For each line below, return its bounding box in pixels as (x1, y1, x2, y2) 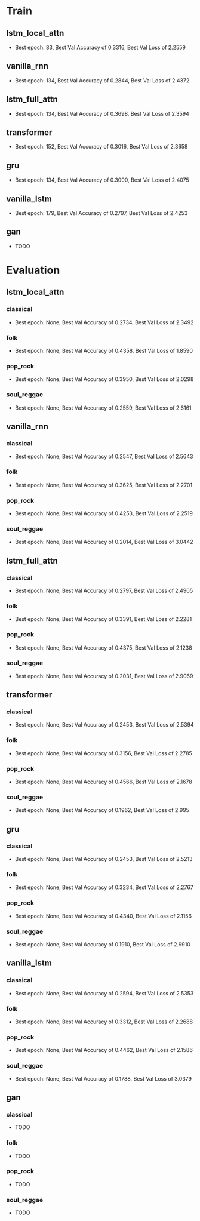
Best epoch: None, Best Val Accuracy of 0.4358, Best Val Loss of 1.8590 (14, 347, 193, 355)
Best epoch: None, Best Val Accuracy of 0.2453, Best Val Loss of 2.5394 (14, 721, 194, 728)
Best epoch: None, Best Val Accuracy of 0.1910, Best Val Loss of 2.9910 (14, 940, 191, 948)
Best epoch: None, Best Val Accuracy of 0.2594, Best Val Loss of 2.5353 (14, 989, 194, 997)
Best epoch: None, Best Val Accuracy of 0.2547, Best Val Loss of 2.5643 (14, 453, 193, 460)
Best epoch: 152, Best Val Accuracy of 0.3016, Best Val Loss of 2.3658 (14, 143, 188, 150)
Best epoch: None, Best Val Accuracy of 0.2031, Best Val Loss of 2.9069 (14, 672, 193, 679)
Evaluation (6, 264, 60, 277)
